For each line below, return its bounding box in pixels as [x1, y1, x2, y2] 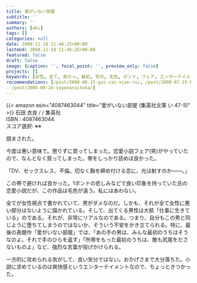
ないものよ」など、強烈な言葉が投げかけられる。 [6, 243, 124, 250]
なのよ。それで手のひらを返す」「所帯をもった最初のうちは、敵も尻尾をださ [6, 236, 189, 243]
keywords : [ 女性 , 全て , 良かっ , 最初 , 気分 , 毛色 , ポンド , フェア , [6, 74, 158, 80]
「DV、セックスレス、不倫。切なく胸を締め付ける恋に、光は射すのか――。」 [6, 167, 191, 174]
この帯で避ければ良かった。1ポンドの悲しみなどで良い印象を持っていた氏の [6, 179, 188, 186]
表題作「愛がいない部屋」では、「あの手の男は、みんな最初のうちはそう [16, 229, 189, 236]
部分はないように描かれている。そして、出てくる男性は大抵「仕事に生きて [11, 206, 191, 214]
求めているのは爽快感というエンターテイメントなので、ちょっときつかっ [16, 263, 191, 270]
